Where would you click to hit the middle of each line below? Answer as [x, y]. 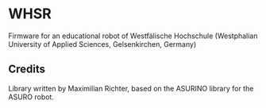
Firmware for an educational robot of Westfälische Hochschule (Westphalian [133, 36]
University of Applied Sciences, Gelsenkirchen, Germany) [102, 44]
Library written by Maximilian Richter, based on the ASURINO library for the [131, 88]
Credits [27, 69]
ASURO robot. [31, 97]
